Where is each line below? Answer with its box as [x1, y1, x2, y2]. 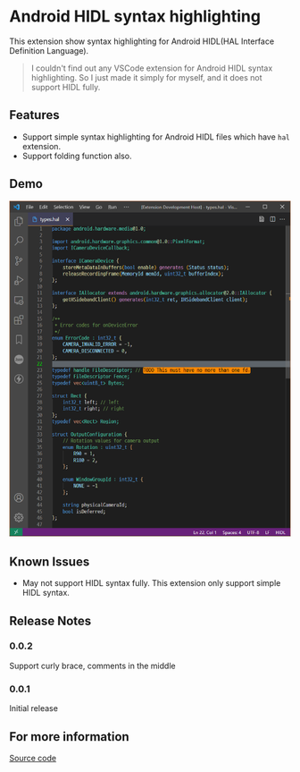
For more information [9, 729, 129, 744]
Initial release [9, 703, 58, 714]
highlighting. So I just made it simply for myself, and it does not [30, 72, 262, 82]
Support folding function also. [21, 150, 132, 161]
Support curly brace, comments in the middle [9, 660, 176, 671]
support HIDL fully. [30, 81, 101, 92]
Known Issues [9, 554, 90, 569]
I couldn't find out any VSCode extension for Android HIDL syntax [30, 63, 273, 73]
